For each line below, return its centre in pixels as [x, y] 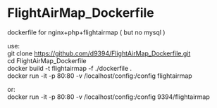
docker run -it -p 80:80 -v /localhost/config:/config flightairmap [100, 76]
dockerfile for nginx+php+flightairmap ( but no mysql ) [86, 32]
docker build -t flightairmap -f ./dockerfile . [70, 68]
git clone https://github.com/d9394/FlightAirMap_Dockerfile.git [99, 53]
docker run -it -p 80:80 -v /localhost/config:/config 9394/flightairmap [108, 97]
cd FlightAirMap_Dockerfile [47, 60]
